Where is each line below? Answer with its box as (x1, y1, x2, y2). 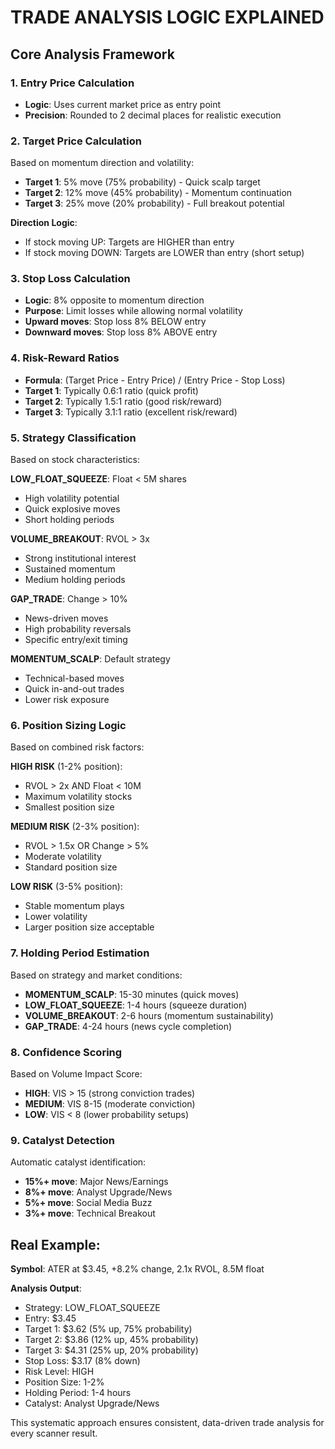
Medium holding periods (24, 574, 126, 586)
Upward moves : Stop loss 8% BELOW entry (24, 316, 207, 328)
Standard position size (24, 861, 118, 873)
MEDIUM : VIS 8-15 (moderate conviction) (24, 1097, 196, 1110)
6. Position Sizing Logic (10, 718, 127, 732)
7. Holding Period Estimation (10, 946, 150, 960)
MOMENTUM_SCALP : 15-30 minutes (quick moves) (24, 988, 240, 1000)
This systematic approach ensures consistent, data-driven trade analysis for (10, 1417, 325, 1429)
